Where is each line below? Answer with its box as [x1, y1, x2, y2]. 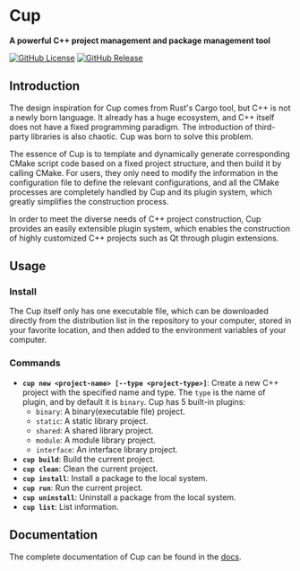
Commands [9, 356, 61, 369]
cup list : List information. [21, 501, 119, 512]
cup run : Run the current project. [21, 482, 143, 493]
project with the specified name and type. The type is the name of [21, 387, 266, 398]
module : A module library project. [35, 435, 157, 445]
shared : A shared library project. [35, 425, 154, 435]
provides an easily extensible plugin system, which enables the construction [9, 223, 291, 233]
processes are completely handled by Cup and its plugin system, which [9, 186, 273, 198]
